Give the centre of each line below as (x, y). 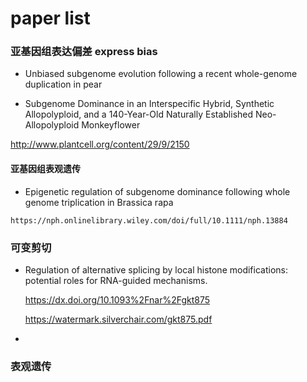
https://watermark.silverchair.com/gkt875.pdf (118, 319)
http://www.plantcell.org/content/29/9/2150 (100, 144)
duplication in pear (63, 84)
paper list (50, 18)
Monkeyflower (111, 125)
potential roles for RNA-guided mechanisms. (116, 280)
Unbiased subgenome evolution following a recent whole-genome (161, 74)
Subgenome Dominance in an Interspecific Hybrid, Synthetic (149, 104)
